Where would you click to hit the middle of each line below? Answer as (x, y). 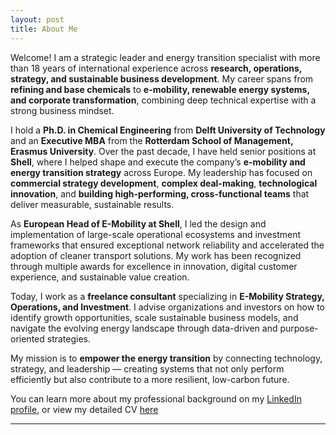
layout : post (37, 19)
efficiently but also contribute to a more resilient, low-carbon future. (150, 379)
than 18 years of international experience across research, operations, (156, 68)
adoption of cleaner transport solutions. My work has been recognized (156, 255)
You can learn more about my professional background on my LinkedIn (156, 398)
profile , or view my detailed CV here (84, 409)
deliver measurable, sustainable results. (92, 204)
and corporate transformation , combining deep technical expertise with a (163, 100)
